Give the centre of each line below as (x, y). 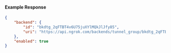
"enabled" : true (31, 41)
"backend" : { (28, 23)
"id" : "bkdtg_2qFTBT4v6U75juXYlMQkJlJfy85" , (71, 27)
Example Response (26, 7)
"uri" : (30, 32)
